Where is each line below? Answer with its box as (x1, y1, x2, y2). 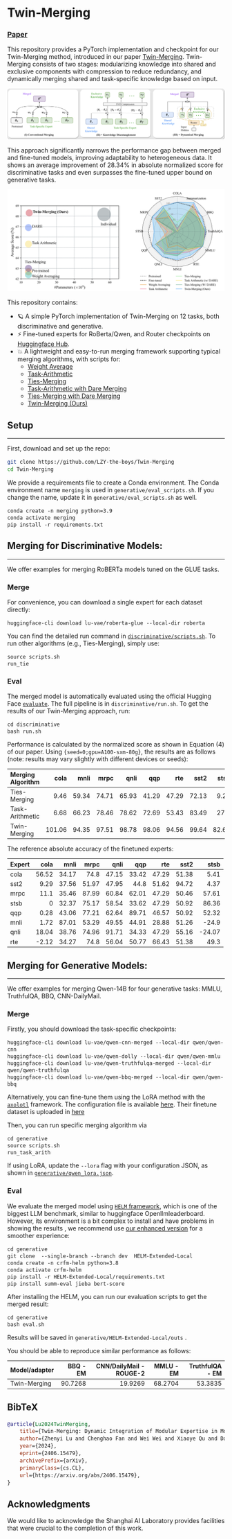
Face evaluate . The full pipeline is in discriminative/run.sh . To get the (7, 699, 209, 708)
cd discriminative (7, 721, 60, 729)
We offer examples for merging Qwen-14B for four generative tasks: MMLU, (7, 984, 222, 993)
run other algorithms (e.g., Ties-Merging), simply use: (7, 639, 160, 647)
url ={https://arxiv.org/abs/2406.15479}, (19, 1472, 140, 1479)
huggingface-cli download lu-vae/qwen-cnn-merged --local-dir (7, 1039, 190, 1046)
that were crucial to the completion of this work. (7, 1524, 144, 1533)
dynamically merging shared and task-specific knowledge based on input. (7, 75, 218, 83)
